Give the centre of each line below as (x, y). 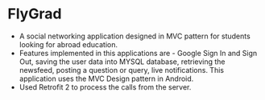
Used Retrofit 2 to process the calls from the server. (105, 87)
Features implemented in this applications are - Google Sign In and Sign (138, 53)
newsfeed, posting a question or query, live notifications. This (122, 70)
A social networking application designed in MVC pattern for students (135, 36)
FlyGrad (35, 14)
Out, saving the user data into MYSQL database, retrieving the (122, 62)
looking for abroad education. (68, 44)
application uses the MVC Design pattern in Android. (106, 78)
